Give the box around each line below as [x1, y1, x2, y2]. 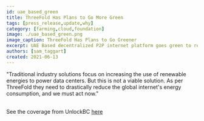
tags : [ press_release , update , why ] [6, 20, 94, 26]
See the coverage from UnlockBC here [6, 108, 103, 115]
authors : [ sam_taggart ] [6, 48, 67, 54]
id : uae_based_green [6, 8, 59, 15]
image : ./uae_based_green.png [6, 31, 83, 38]
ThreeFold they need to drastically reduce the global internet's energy [6, 83, 182, 91]
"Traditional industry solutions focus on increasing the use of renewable [6, 70, 186, 77]
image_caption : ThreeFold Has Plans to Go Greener [6, 37, 137, 43]
